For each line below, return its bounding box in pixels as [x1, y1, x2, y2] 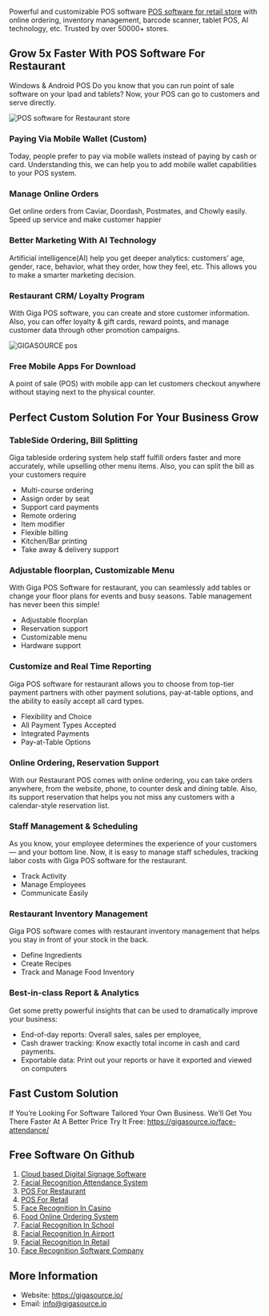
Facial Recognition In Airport [20, 1229, 114, 1238]
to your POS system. [9, 168, 77, 178]
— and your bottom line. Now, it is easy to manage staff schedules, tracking [9, 847, 259, 857]
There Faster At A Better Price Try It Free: [9, 1116, 146, 1126]
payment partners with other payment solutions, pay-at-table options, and [9, 687, 254, 697]
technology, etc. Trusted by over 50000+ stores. [9, 24, 169, 33]
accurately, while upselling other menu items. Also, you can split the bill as [9, 461, 255, 470]
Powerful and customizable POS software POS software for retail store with [9, 7, 258, 16]
